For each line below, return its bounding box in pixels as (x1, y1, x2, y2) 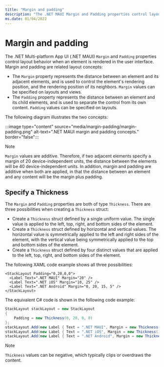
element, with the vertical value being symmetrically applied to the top (12, 237, 154, 243)
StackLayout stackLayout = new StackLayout (5, 307, 95, 312)
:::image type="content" (5, 123, 54, 130)
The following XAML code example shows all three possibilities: (5, 262, 133, 268)
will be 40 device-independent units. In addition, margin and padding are (5, 164, 151, 170)
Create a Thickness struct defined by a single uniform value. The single (12, 216, 155, 222)
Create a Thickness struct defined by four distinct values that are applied (12, 247, 158, 253)
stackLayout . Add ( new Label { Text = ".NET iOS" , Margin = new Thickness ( (5, 329, 159, 334)
